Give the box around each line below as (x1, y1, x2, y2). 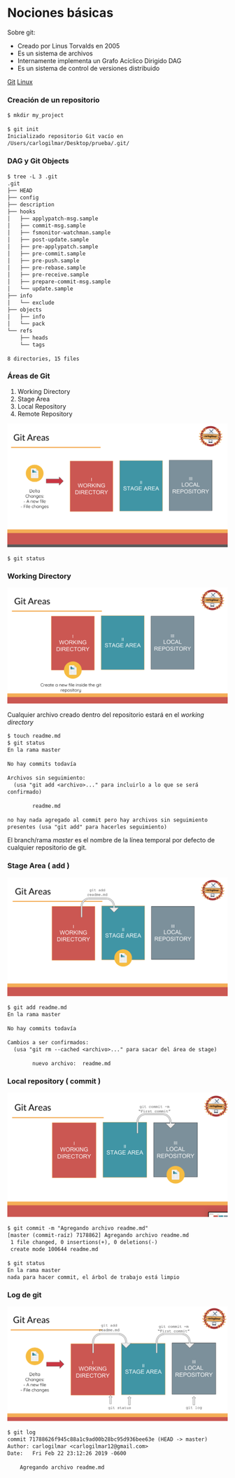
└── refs (7, 327, 33, 334)
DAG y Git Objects (7, 156, 69, 166)
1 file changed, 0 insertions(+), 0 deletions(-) (10, 1238, 158, 1245)
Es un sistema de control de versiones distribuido (17, 64, 160, 72)
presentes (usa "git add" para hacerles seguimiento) (7, 823, 168, 831)
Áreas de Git (7, 371, 50, 381)
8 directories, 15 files (7, 355, 80, 362)
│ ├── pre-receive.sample (7, 271, 90, 278)
